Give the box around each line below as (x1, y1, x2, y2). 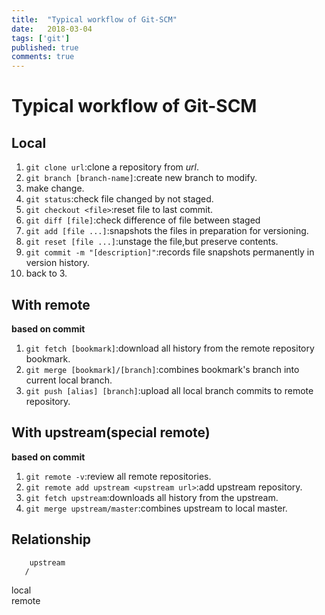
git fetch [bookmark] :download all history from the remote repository (25, 342, 315, 354)
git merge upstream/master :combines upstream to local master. (25, 502, 288, 514)
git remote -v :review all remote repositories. (25, 470, 212, 482)
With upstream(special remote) (11, 424, 211, 441)
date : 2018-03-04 (11, 24, 93, 34)
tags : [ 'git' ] (11, 33, 71, 43)
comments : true (11, 52, 75, 62)
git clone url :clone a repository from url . (25, 161, 199, 173)
